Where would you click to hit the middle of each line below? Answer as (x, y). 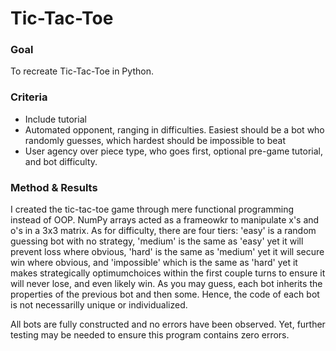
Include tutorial (55, 119)
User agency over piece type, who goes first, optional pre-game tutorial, (174, 151)
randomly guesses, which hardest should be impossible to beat (155, 140)
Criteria (29, 97)
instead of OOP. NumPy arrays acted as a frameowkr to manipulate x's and (165, 220)
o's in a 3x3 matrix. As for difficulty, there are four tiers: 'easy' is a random (163, 231)
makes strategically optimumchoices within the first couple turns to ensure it (168, 273)
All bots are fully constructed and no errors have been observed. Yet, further (168, 324)
